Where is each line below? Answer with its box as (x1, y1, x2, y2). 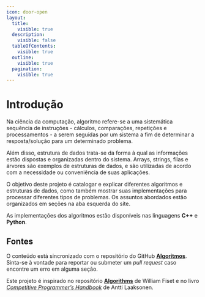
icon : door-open (6, 9, 48, 15)
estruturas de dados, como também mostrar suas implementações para (6, 187, 187, 194)
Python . (6, 218, 27, 226)
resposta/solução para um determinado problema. (6, 137, 133, 145)
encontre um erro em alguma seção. (6, 265, 98, 273)
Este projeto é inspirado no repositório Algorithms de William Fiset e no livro (6, 277, 199, 284)
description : (12, 32, 45, 38)
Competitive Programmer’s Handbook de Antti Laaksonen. (6, 284, 154, 291)
